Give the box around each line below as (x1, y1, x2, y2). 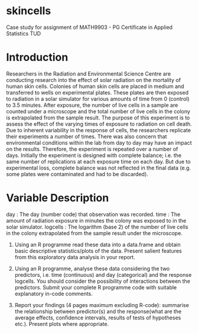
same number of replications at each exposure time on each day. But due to (6, 158, 191, 165)
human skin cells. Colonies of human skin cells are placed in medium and (6, 83, 184, 90)
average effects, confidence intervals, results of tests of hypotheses (14, 314, 181, 321)
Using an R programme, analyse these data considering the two (14, 265, 170, 272)
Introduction (6, 51, 69, 64)
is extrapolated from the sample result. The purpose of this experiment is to (6, 114, 190, 121)
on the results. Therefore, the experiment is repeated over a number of (6, 145, 178, 152)
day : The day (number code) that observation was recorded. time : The (6, 211, 181, 218)
